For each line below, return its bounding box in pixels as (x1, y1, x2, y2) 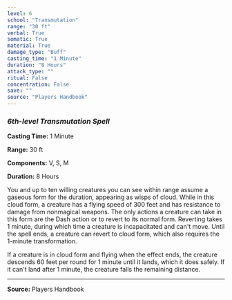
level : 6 (7, 10, 32, 17)
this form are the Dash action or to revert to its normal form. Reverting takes (7, 215, 223, 223)
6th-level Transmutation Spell (7, 116, 110, 126)
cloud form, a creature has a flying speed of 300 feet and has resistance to (7, 200, 221, 209)
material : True (7, 42, 51, 49)
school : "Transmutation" (7, 17, 79, 24)
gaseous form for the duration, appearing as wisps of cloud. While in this (7, 193, 215, 201)
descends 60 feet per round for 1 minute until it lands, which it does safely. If (7, 258, 225, 266)
